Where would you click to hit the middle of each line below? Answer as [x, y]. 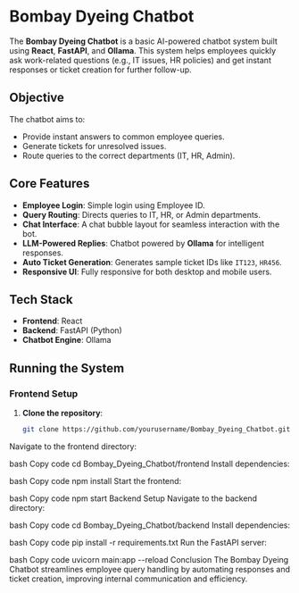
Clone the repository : [62, 413]
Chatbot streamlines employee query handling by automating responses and [150, 569]
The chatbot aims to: [47, 119]
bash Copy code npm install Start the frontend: [96, 480]
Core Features [50, 184]
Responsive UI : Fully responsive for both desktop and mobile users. [147, 271]
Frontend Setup [44, 393]
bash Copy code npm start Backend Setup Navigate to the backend [133, 498]
